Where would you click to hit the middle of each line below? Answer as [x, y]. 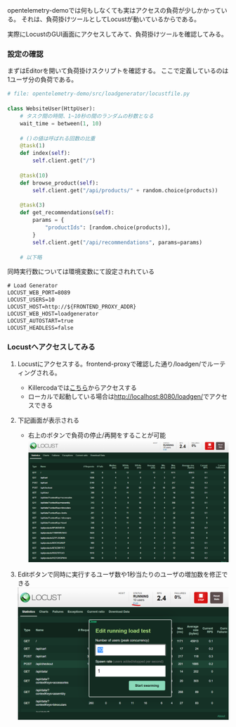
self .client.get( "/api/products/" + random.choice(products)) [125, 190]
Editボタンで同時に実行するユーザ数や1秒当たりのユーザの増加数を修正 [119, 574]
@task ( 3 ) [33, 205]
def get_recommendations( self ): [67, 213]
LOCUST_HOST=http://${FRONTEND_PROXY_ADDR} [72, 307]
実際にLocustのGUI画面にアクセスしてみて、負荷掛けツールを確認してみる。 [117, 34]
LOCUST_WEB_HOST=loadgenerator [53, 314]
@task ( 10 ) [34, 175]
